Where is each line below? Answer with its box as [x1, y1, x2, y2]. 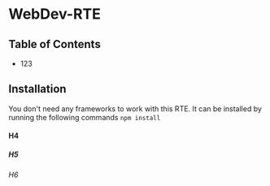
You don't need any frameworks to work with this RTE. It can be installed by [8, 103, 263, 114]
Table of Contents [8, 37, 102, 51]
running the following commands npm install [8, 112, 161, 122]
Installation [8, 82, 67, 96]
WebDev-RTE [8, 5, 102, 24]
